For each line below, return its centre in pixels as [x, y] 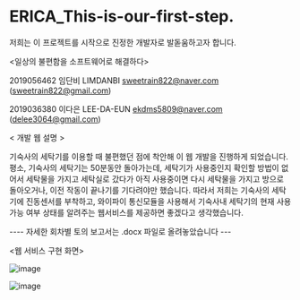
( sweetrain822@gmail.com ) [60, 90]
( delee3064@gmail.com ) [55, 119]
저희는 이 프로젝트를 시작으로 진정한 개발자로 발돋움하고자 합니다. [123, 42]
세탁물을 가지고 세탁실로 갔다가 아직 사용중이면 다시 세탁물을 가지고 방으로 [155, 179]
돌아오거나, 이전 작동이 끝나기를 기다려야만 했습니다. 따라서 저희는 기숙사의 [140, 190]
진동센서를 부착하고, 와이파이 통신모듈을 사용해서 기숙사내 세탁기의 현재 [150, 201]
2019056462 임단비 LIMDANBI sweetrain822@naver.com [114, 80]
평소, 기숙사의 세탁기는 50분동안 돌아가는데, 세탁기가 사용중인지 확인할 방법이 [144, 167]
